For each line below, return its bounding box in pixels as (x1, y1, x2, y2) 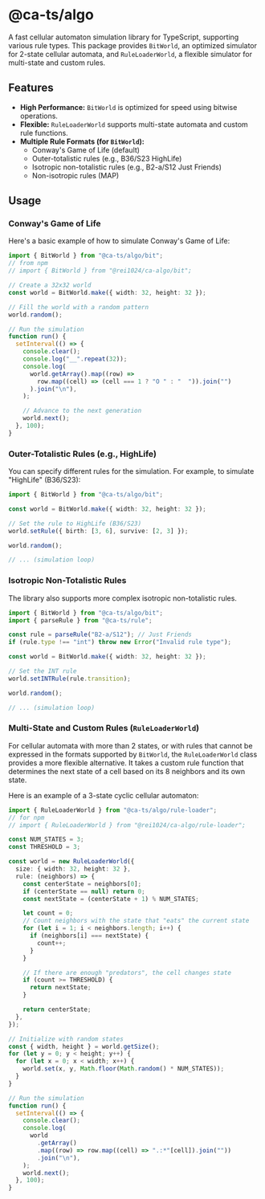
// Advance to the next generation (22, 407, 142, 415)
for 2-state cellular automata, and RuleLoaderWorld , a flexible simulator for (8, 49, 253, 59)
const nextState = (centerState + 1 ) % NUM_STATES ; (22, 895, 199, 903)
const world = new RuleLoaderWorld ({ (8, 858, 135, 866)
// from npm (8, 259, 48, 267)
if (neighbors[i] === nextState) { (29, 932, 149, 940)
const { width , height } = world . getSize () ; (8, 1042, 160, 1050)
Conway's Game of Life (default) (31, 145, 141, 154)
